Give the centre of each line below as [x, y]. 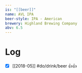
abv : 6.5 [14, 28]
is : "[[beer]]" [20, 10]
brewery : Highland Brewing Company [41, 23]
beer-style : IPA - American [34, 19]
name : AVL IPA [20, 14]
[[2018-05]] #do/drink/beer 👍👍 [44, 66]
